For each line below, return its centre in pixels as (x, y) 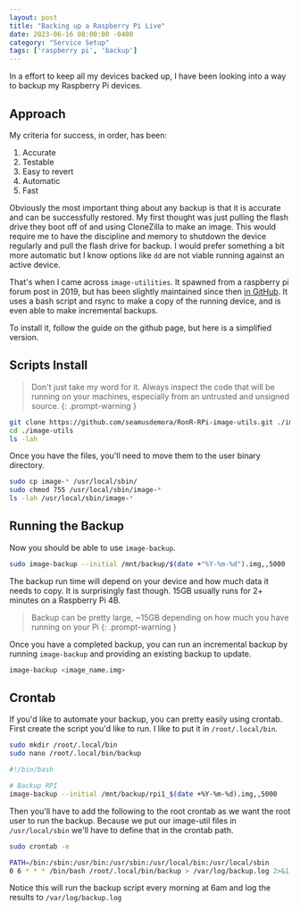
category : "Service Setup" (59, 42)
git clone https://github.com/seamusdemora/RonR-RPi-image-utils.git (142, 422)
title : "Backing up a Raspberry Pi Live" (87, 26)
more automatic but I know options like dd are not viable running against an (147, 255)
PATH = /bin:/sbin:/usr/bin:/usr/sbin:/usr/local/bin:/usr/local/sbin (139, 863)
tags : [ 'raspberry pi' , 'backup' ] (74, 51)
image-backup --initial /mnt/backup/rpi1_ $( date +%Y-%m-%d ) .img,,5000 (143, 794)
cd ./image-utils (42, 430)
